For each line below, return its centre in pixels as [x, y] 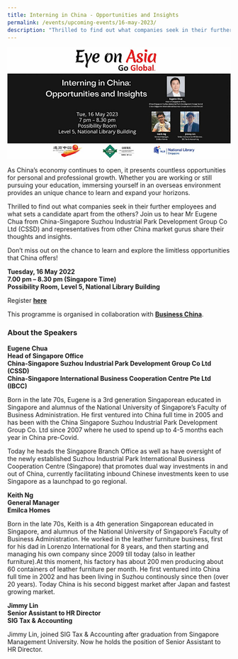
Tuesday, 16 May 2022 [41, 272]
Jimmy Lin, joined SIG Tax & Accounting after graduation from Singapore [113, 634]
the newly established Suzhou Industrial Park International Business [106, 458]
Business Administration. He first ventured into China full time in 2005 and [115, 414]
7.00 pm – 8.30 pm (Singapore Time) [62, 279]
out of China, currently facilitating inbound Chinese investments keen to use [118, 474]
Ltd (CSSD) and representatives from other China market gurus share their [116, 229]
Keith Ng [21, 495]
